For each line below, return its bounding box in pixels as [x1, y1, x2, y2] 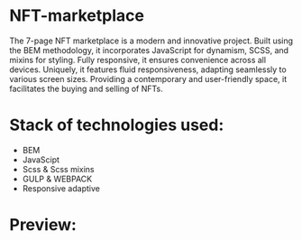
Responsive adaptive [22, 182, 101, 194]
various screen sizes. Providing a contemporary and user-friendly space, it [9, 73, 288, 84]
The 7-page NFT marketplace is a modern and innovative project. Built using [9, 35, 294, 46]
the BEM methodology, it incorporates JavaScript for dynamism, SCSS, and [9, 44, 289, 55]
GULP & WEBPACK [22, 173, 93, 184]
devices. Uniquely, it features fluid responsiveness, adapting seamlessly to [9, 64, 287, 75]
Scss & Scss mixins [22, 163, 95, 174]
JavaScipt [22, 154, 60, 165]
